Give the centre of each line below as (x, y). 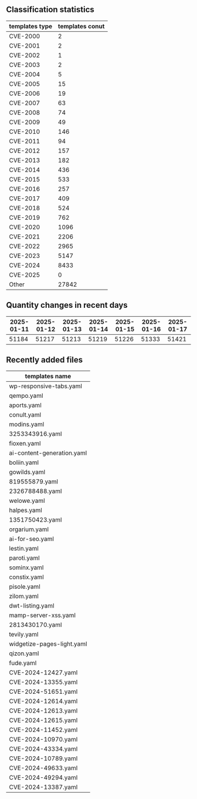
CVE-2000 (25, 36)
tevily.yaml (24, 634)
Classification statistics (50, 10)
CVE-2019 (25, 217)
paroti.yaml (24, 558)
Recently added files (45, 360)
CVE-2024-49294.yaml (43, 778)
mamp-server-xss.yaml (43, 615)
